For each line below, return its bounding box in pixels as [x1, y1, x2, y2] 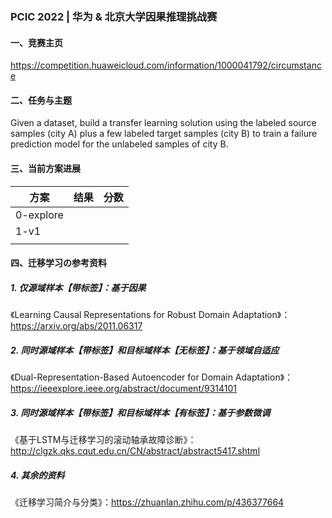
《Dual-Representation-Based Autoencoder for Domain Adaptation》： [10, 371, 294, 383]
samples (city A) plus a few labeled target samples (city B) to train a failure [10, 128, 318, 140]
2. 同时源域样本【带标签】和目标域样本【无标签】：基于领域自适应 [10, 344, 280, 356]
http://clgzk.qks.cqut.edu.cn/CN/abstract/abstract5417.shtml [10, 445, 261, 457]
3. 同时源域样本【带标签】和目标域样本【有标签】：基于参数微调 [10, 406, 271, 418]
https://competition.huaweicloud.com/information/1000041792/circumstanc [10, 59, 322, 72]
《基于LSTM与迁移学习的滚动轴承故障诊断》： [10, 434, 197, 446]
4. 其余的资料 [10, 469, 65, 481]
